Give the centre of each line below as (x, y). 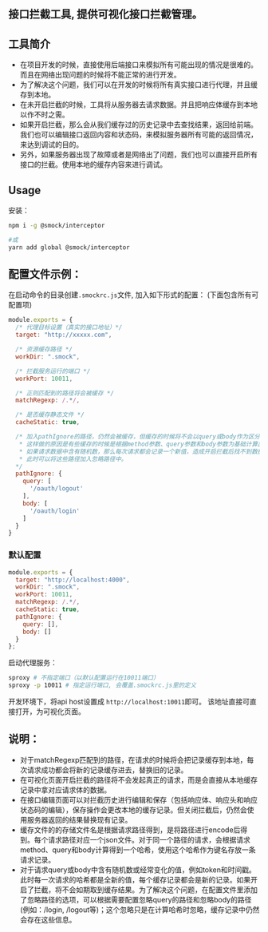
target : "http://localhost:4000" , (73, 580)
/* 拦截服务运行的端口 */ (53, 371)
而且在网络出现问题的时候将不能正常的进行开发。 (100, 75)
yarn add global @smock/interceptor (69, 247)
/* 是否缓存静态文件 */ (50, 415)
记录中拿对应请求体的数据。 (65, 790)
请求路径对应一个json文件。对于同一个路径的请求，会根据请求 (149, 839)
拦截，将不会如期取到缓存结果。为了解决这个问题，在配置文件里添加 (146, 890)
